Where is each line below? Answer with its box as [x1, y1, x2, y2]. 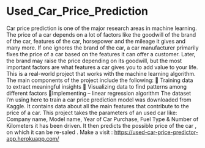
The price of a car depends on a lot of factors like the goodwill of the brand [6, 31, 196, 38]
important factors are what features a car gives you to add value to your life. [6, 63, 198, 71]
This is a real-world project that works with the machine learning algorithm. [6, 70, 196, 77]
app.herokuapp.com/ [6, 135, 59, 142]
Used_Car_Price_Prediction [6, 4, 149, 18]
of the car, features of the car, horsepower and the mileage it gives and [6, 37, 185, 45]
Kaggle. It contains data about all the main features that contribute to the [6, 102, 190, 109]
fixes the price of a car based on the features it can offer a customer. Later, [6, 50, 196, 57]
